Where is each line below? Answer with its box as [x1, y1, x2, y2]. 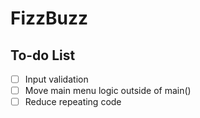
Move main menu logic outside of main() [24, 85, 192, 97]
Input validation [24, 73, 89, 85]
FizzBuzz [10, 7, 89, 30]
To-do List [10, 47, 76, 64]
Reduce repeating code [24, 96, 122, 108]
